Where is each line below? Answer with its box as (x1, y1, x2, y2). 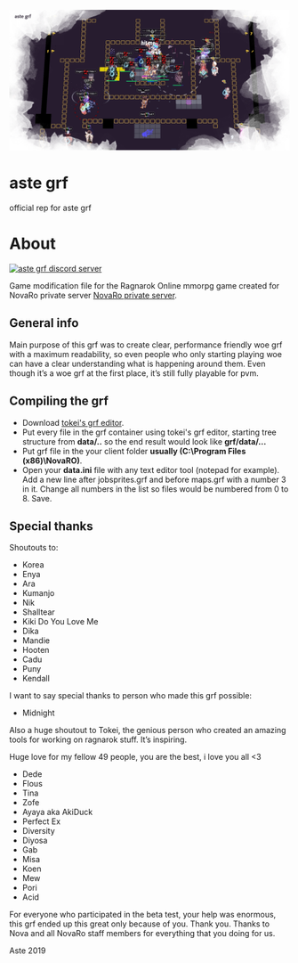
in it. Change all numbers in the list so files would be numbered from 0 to (21, 483, 289, 494)
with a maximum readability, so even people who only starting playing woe (9, 348, 283, 359)
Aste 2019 (9, 945, 46, 956)
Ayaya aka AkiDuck (21, 807, 93, 818)
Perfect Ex (21, 816, 60, 827)
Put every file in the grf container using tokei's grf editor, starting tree (21, 427, 278, 437)
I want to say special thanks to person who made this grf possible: (9, 690, 252, 701)
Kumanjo (21, 588, 55, 599)
